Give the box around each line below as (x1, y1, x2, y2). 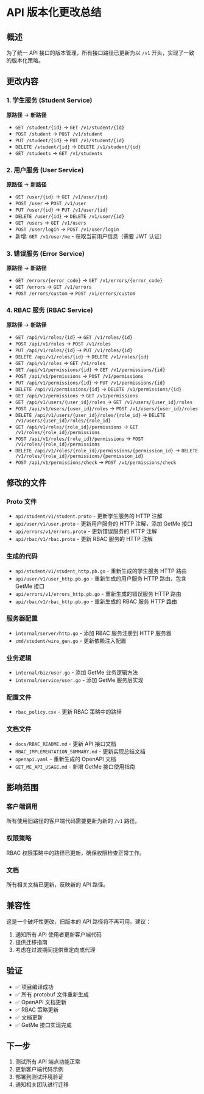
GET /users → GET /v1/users (15, 219, 86, 226)
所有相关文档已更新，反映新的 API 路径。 (6, 881, 109, 888)
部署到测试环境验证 (15, 1073, 64, 1081)
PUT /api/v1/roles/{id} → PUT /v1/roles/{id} (15, 346, 133, 353)
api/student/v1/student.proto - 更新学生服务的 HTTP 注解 (15, 512, 163, 520)
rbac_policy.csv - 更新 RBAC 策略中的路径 (15, 708, 122, 715)
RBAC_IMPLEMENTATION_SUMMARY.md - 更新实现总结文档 (15, 747, 146, 755)
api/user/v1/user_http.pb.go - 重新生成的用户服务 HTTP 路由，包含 (15, 574, 187, 582)
